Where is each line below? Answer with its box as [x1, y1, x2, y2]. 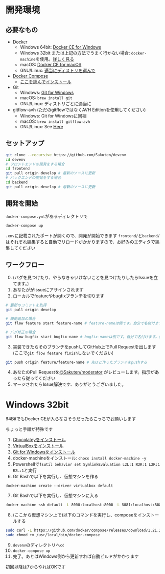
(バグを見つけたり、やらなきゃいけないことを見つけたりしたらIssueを [12, 275, 154, 281]
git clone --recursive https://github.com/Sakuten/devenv [5, 152, 126, 157]
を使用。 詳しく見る [35, 56, 74, 62]
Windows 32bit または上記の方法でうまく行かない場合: [20, 50, 130, 56]
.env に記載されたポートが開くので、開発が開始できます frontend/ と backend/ [5, 232, 160, 238]
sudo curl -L [5, 528, 32, 533]
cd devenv [5, 157, 26, 162]
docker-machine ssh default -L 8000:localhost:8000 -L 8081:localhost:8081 [5, 502, 164, 508]
